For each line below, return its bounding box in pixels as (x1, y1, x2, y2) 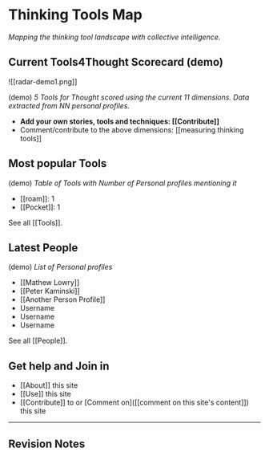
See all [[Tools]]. (8, 218, 62, 227)
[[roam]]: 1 (19, 193, 54, 203)
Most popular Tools (8, 157, 107, 170)
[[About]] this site (19, 381, 78, 390)
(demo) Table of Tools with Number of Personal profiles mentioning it (8, 178, 238, 188)
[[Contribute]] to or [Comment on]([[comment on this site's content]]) (19, 397, 250, 407)
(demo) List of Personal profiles (8, 263, 113, 272)
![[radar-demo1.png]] (8, 76, 78, 86)
